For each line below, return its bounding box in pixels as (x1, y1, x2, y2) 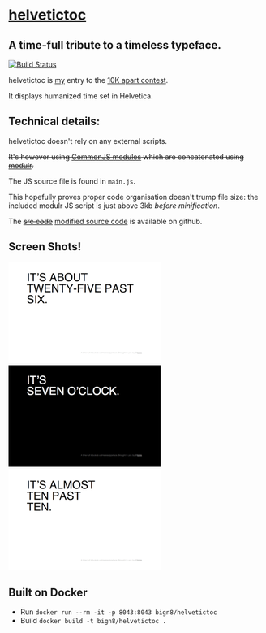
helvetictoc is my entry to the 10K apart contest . (8, 76, 169, 85)
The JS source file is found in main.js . (8, 176, 136, 186)
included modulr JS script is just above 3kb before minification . (8, 201, 221, 210)
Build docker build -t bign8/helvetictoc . (19, 616, 167, 626)
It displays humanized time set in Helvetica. (8, 91, 153, 101)
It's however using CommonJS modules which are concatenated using (8, 152, 245, 162)
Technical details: (8, 115, 101, 128)
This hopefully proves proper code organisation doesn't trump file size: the (8, 192, 259, 202)
